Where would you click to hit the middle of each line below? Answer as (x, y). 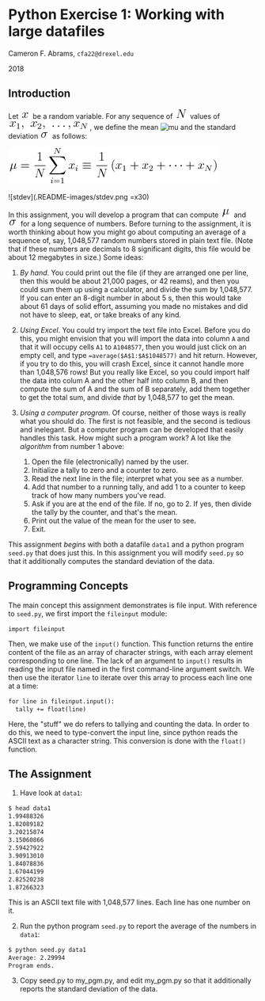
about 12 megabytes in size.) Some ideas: (76, 257)
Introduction (40, 94)
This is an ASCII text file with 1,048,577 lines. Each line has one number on (129, 902)
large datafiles (57, 31)
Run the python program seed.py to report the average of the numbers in (138, 926)
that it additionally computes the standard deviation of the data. (112, 561)
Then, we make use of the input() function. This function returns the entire (131, 644)
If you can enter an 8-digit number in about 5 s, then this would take (131, 298)
